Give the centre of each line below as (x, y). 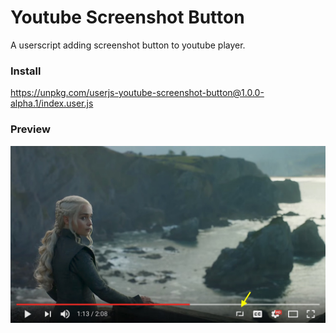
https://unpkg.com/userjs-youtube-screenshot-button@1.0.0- (137, 93)
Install (26, 71)
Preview (30, 129)
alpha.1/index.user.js (52, 103)
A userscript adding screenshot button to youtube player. (128, 45)
